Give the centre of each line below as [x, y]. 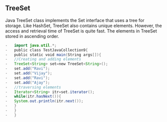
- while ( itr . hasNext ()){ [33, 96]
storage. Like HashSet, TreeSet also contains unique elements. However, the [83, 25]
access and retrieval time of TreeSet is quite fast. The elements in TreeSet [81, 31]
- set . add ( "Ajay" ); [28, 82]
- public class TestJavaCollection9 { [47, 50]
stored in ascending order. [32, 36]
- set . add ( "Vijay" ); [29, 73]
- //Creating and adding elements [43, 59]
